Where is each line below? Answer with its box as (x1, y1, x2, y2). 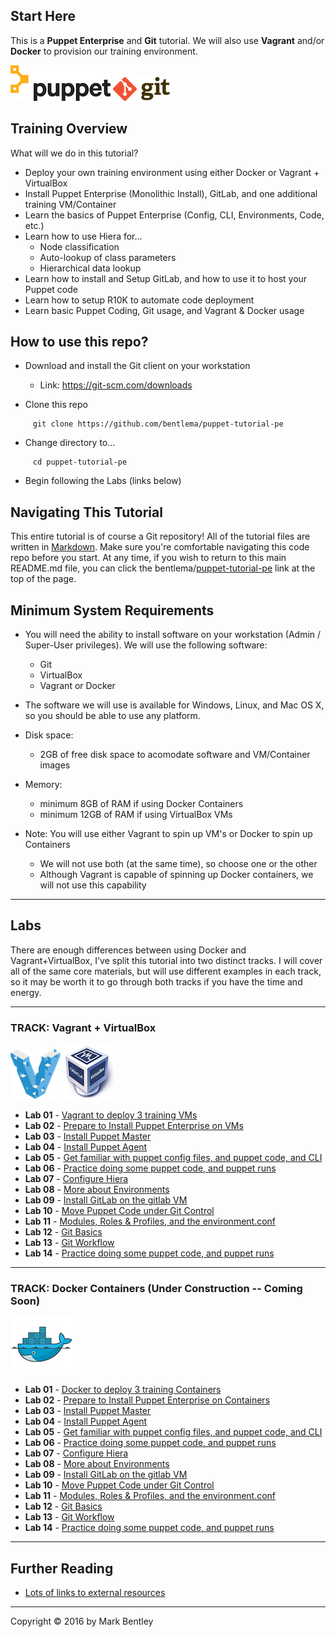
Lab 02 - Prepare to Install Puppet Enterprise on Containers (24, 1394, 271, 1406)
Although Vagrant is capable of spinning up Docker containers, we (39, 869, 314, 881)
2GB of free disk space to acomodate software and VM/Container (39, 749, 311, 761)
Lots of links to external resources (24, 1587, 166, 1599)
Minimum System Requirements (10, 602, 215, 619)
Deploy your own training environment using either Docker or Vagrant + (24, 166, 320, 178)
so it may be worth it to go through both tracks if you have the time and (10, 975, 303, 988)
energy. (10, 986, 42, 998)
